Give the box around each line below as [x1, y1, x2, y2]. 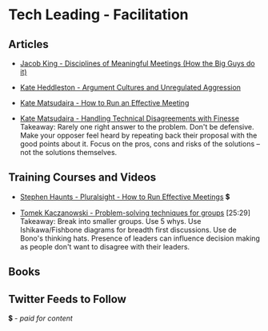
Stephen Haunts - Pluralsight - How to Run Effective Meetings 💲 [19, 192, 230, 201]
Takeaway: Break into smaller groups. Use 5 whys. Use [19, 216, 202, 225]
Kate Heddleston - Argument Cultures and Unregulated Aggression [19, 82, 242, 92]
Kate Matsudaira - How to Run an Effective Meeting [19, 98, 190, 107]
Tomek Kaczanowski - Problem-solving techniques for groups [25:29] [19, 208, 250, 217]
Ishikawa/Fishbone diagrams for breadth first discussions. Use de [19, 225, 238, 234]
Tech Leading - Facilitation [8, 6, 190, 24]
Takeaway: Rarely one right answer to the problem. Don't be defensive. [19, 122, 254, 131]
